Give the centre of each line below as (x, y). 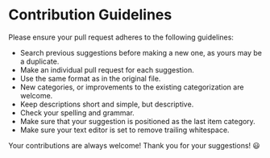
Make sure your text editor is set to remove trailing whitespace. (125, 130)
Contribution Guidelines (90, 15)
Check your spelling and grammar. (77, 112)
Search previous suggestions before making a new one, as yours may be (141, 52)
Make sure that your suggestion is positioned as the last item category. (137, 121)
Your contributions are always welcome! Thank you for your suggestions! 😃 (134, 145)
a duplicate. (39, 61)
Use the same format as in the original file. (90, 78)
